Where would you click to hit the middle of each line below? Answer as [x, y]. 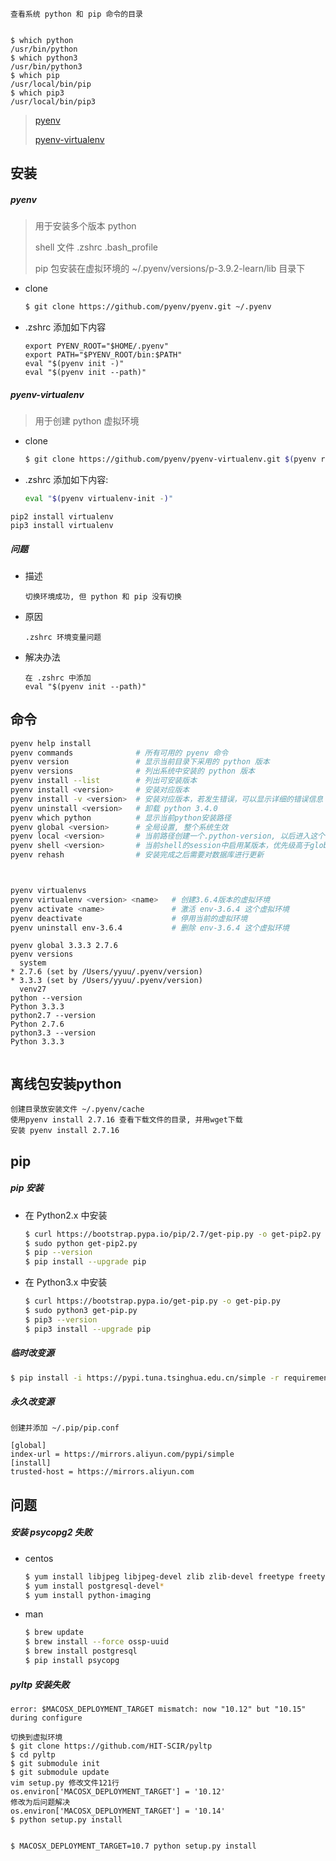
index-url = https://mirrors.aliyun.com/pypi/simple [122, 1454]
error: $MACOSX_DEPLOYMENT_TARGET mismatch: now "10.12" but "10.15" [158, 1709]
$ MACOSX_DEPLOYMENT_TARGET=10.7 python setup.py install [133, 1846]
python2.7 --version [53, 1016]
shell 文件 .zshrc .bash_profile [96, 247]
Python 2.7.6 [37, 1024]
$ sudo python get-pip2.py [81, 1243]
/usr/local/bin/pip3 [53, 102]
